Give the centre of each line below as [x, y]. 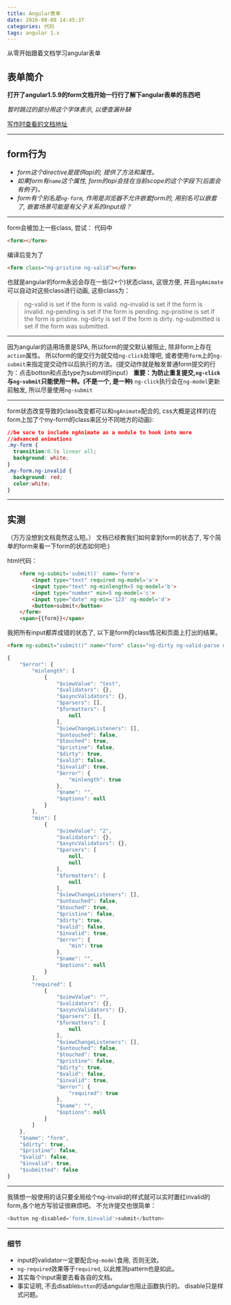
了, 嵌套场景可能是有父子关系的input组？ [74, 206]
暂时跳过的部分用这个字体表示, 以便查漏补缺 [69, 109]
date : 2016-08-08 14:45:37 [46, 20]
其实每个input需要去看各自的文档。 [66, 1277]
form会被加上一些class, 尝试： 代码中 [60, 227]
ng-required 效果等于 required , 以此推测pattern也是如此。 [98, 1269]
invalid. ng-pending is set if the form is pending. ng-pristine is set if [119, 311]
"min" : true [86, 946]
